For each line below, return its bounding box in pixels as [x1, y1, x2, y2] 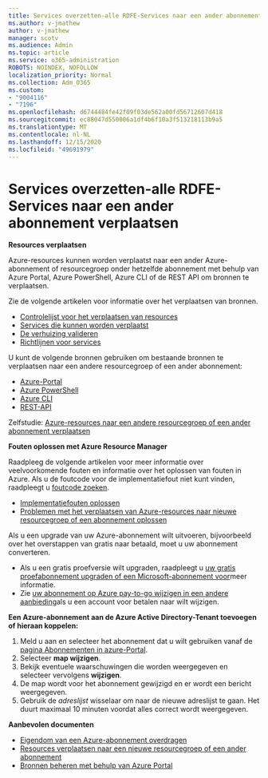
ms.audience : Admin [8, 42, 73, 50]
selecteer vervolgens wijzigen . [19, 670, 122, 680]
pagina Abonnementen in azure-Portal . [19, 645, 148, 655]
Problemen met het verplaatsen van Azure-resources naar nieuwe [19, 506, 237, 516]
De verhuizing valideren [19, 329, 98, 339]
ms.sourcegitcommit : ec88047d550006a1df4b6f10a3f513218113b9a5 [8, 116, 223, 124]
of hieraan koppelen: [8, 621, 79, 631]
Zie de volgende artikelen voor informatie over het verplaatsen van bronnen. [8, 296, 258, 306]
